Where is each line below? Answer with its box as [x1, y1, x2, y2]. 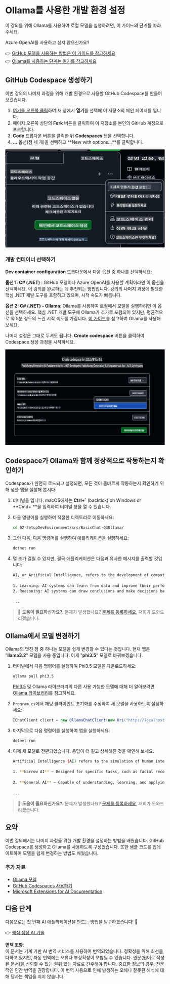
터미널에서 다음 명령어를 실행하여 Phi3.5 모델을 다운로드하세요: [12, 663, 137, 669]
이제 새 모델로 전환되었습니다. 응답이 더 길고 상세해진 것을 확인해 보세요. [12, 748, 154, 754]
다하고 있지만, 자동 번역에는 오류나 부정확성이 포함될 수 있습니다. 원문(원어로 [5, 954, 155, 960]
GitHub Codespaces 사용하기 [12, 882, 72, 888]
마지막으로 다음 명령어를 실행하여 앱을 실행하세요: [12, 727, 110, 734]
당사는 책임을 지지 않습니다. [10, 973, 65, 979]
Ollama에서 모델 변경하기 [5, 631, 80, 640]
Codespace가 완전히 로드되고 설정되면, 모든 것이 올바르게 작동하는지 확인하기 [5, 480, 159, 486]
